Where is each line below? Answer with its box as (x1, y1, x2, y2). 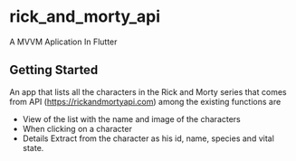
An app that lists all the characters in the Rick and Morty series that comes (9, 86, 287, 97)
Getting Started (9, 62, 99, 78)
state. (22, 142, 44, 153)
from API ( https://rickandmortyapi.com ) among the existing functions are (9, 96, 282, 107)
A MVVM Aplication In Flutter (9, 36, 118, 47)
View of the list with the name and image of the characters (22, 113, 242, 124)
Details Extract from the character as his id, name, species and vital (22, 133, 274, 144)
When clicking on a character (22, 123, 133, 134)
